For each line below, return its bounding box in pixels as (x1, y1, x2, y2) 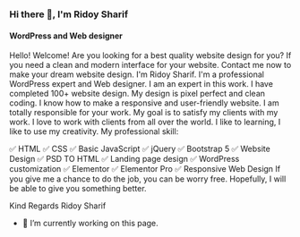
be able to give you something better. (9, 183, 147, 194)
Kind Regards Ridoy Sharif (9, 200, 107, 211)
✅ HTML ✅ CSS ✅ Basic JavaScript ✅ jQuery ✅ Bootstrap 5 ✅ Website (9, 143, 270, 155)
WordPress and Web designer (9, 30, 124, 41)
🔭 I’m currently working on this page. (21, 218, 159, 229)
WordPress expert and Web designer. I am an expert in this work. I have (9, 79, 273, 89)
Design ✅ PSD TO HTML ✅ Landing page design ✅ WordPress (9, 154, 240, 165)
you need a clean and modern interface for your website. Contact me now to (9, 60, 292, 71)
